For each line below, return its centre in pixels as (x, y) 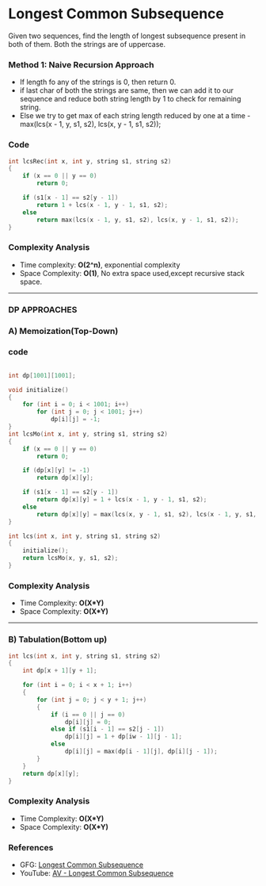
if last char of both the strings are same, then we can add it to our (126, 90)
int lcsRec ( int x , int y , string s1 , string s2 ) (90, 161)
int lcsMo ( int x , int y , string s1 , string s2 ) (88, 434)
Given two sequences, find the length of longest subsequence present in (127, 36)
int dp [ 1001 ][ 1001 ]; (42, 375)
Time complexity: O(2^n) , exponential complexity (100, 265)
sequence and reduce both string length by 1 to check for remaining (130, 99)
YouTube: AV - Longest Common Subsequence (97, 873)
